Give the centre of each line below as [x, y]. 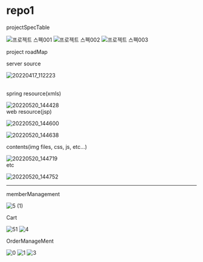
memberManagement [33, 194]
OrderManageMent [30, 241]
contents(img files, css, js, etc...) [47, 146]
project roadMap [27, 51]
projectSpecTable [28, 27]
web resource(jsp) [29, 111]
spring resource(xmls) [34, 93]
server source [24, 64]
